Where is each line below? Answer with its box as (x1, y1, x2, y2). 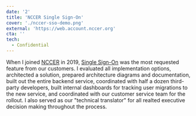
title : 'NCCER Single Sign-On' (6, 14, 84, 20)
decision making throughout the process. (6, 103, 107, 110)
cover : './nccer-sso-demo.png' (6, 20, 84, 26)
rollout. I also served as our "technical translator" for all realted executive (6, 96, 186, 103)
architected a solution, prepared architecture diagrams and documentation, (6, 71, 191, 78)
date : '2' (6, 8, 31, 15)
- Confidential (11, 42, 49, 48)
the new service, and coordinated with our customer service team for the (6, 90, 186, 97)
